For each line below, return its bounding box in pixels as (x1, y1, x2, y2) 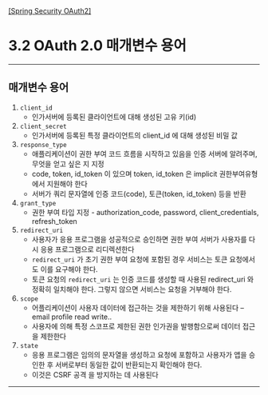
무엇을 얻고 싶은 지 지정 (31, 158, 105, 169)
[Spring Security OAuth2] (8, 6, 92, 15)
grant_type (19, 199, 57, 207)
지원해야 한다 (46, 178, 88, 189)
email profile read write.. (31, 312, 112, 321)
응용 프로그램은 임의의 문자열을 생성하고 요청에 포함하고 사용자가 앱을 (31, 349, 247, 359)
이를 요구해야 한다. (40, 264, 98, 273)
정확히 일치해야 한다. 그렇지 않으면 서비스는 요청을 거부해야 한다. (31, 284, 232, 293)
